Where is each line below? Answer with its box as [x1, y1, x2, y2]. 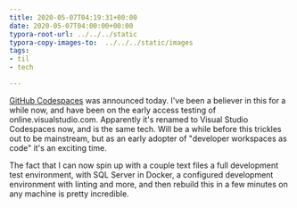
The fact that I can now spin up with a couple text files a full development [9, 160, 279, 171]
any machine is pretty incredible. [9, 188, 129, 199]
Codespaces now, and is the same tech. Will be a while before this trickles [9, 123, 283, 134]
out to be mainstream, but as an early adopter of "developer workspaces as [9, 133, 287, 144]
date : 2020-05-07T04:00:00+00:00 [9, 21, 134, 30]
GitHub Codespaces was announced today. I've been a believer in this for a [9, 95, 286, 105]
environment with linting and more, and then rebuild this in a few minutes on [9, 179, 288, 189]
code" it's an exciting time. [9, 142, 107, 153]
